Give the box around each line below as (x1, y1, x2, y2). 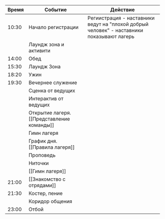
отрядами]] (28, 182, 56, 188)
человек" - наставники (87, 27, 143, 33)
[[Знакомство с (28, 176, 66, 183)
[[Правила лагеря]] (28, 144, 75, 151)
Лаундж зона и (28, 41, 65, 48)
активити (28, 47, 51, 54)
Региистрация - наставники (87, 15, 155, 21)
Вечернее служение (28, 79, 78, 86)
